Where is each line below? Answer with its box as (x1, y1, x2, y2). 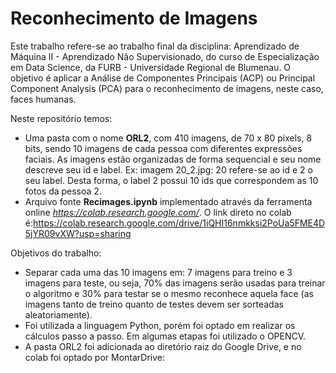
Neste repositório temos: (10, 112, 113, 124)
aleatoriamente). (24, 308, 93, 321)
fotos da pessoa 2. (24, 185, 102, 197)
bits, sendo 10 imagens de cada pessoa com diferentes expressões (24, 142, 303, 154)
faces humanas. (10, 93, 77, 105)
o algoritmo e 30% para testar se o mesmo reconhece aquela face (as (24, 287, 314, 299)
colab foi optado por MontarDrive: (24, 351, 166, 363)
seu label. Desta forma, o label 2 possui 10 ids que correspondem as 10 (24, 174, 319, 186)
